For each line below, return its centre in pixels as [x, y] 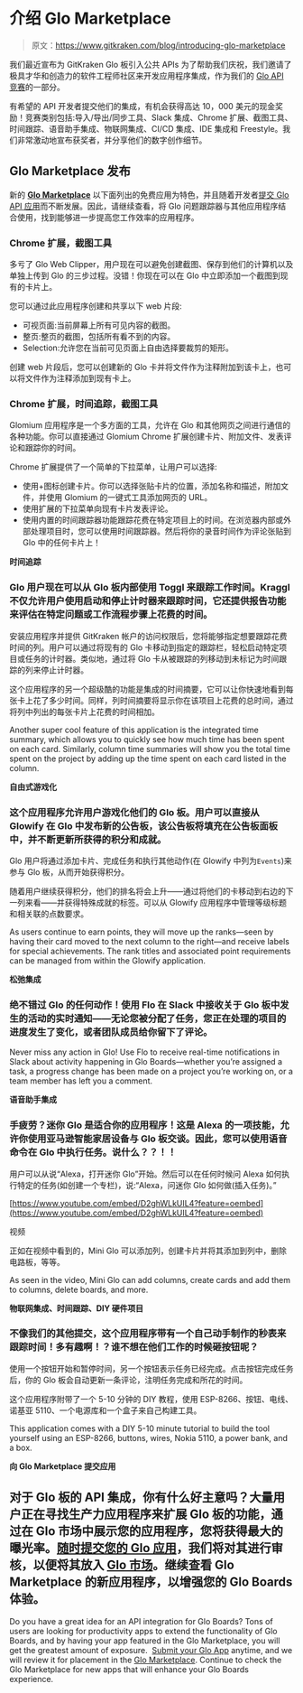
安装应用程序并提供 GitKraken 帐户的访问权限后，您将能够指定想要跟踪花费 [148, 636]
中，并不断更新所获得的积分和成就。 [88, 839]
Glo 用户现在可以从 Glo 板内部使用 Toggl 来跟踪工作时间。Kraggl [150, 588]
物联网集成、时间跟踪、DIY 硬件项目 [77, 1308]
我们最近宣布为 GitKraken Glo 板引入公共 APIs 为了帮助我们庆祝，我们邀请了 [151, 64]
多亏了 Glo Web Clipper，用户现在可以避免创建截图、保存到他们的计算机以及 [151, 265]
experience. [32, 1679]
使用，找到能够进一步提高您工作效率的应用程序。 [108, 217]
